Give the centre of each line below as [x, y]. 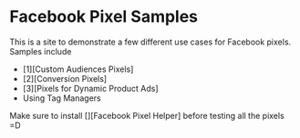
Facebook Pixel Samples [104, 17]
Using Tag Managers [62, 98]
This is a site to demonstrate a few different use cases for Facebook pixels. [150, 42]
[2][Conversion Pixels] [65, 78]
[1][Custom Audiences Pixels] [78, 69]
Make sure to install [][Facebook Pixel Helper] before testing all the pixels [147, 115]
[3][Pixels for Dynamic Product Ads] [90, 88]
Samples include [41, 51]
